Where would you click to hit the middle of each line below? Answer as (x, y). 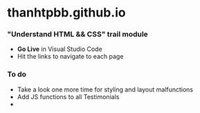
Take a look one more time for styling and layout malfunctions (105, 89)
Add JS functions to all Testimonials (68, 96)
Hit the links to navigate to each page (70, 56)
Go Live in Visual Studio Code (60, 49)
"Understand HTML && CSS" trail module (78, 34)
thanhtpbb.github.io (66, 13)
